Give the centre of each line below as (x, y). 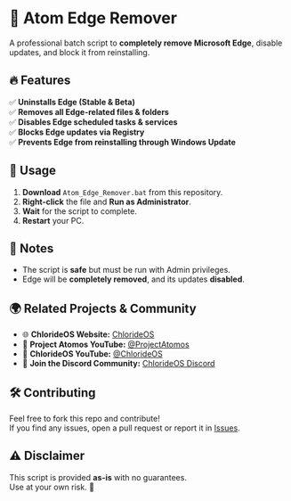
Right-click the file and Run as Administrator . (106, 201)
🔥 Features (40, 81)
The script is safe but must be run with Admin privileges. (126, 270)
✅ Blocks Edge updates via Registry (77, 132)
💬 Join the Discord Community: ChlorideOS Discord (118, 364)
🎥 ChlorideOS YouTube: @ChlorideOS (92, 354)
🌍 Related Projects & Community (103, 308)
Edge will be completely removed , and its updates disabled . (133, 279)
